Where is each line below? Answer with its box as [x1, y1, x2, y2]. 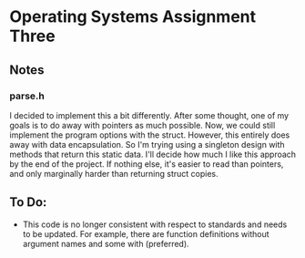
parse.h [9, 89, 46, 102]
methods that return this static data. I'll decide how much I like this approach [9, 149, 297, 160]
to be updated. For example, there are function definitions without [22, 228, 270, 239]
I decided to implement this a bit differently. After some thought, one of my [9, 109, 290, 120]
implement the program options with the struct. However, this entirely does [9, 129, 290, 140]
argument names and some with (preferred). [22, 238, 189, 249]
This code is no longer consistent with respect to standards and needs [22, 219, 288, 230]
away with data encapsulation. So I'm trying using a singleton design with [9, 139, 285, 150]
